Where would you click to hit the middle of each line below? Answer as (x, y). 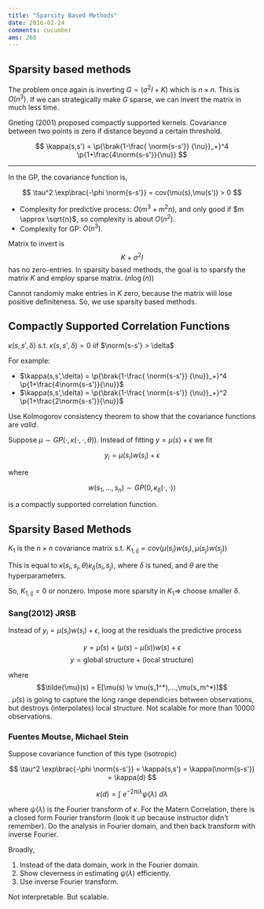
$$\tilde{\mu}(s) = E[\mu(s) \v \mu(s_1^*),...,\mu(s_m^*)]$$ (132, 687)
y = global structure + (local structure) (132, 660)
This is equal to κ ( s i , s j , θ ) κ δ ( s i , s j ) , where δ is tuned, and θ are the (113, 566)
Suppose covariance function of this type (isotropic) (93, 754)
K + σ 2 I (132, 257)
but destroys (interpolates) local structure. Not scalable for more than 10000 (132, 708)
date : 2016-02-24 (37, 23)
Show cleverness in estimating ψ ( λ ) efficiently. (95, 873)
